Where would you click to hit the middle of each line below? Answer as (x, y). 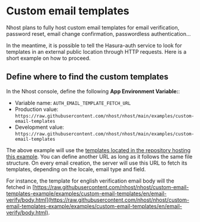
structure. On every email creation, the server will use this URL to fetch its (97, 163)
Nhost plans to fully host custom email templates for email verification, (93, 27)
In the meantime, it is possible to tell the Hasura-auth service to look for (94, 45)
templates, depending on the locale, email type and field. (76, 169)
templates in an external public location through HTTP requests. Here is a (96, 51)
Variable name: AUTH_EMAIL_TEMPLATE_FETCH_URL (73, 103)
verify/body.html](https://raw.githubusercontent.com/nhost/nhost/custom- (98, 200)
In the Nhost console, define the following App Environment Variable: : (93, 91)
